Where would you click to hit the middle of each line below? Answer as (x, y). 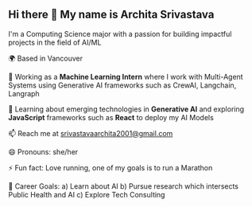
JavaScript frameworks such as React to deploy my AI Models (111, 117)
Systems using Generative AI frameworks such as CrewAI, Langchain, (122, 85)
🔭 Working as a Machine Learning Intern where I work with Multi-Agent (126, 76)
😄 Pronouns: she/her (43, 151)
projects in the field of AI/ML (55, 42)
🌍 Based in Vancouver (46, 58)
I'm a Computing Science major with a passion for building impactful (120, 33)
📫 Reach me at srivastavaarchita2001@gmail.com (91, 133)
